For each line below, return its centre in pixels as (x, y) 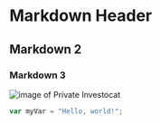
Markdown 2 (46, 49)
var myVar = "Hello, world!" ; (66, 111)
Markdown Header (80, 16)
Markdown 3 (38, 75)
